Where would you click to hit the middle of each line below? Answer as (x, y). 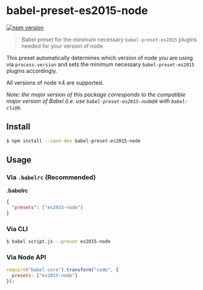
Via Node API (26, 258)
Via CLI (17, 229)
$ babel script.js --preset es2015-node (59, 242)
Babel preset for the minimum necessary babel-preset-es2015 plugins (109, 39)
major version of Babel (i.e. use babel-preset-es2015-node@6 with (88, 101)
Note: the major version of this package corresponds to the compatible (96, 94)
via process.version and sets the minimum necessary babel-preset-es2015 (100, 64)
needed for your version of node (62, 46)
